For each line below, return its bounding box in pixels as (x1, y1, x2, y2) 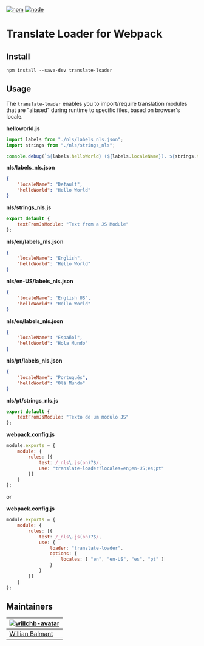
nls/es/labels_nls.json (6, 317, 64, 325)
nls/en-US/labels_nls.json (6, 277, 74, 285)
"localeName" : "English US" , (17, 295, 91, 301)
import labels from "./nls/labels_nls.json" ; (6, 136, 123, 142)
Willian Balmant (9, 630, 53, 638)
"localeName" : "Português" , (17, 374, 88, 380)
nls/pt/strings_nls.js (6, 397, 59, 404)
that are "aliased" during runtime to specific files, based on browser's (6, 106, 180, 114)
